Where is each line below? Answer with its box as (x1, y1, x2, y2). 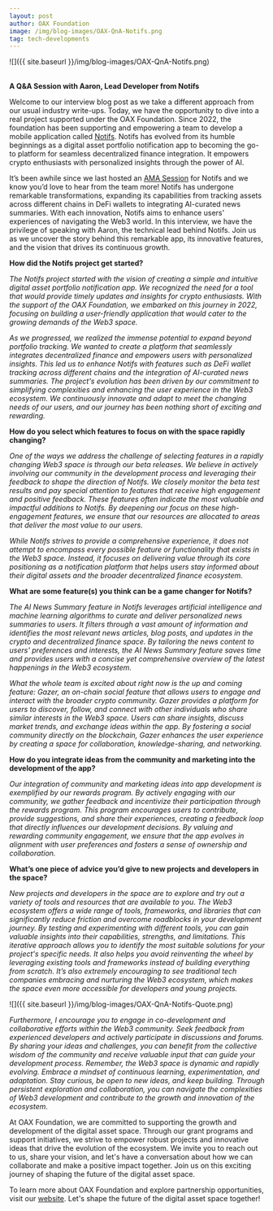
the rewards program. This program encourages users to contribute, (9, 805, 239, 815)
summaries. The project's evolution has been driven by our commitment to (9, 376, 259, 387)
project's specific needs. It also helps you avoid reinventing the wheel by (9, 949, 253, 959)
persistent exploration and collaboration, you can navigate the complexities (9, 1084, 263, 1095)
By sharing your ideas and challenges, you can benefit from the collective (9, 1041, 258, 1051)
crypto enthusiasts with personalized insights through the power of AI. (9, 158, 245, 168)
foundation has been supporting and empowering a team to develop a (9, 123, 243, 133)
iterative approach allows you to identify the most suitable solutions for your (9, 941, 265, 951)
